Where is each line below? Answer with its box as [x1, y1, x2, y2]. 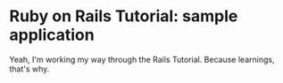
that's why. [9, 64, 50, 74]
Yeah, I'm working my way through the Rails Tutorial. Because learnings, [9, 54, 275, 64]
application [9, 25, 96, 45]
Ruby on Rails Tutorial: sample [9, 6, 238, 26]
